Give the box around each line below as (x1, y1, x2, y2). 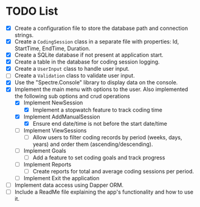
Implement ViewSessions (23, 126, 87, 134)
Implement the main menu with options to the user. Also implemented (14, 85, 188, 93)
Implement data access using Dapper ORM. (14, 181, 124, 189)
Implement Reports (23, 161, 72, 168)
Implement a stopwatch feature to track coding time (32, 106, 162, 114)
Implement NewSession (23, 99, 83, 106)
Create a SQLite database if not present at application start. (14, 51, 164, 59)
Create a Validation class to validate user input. (14, 72, 135, 79)
